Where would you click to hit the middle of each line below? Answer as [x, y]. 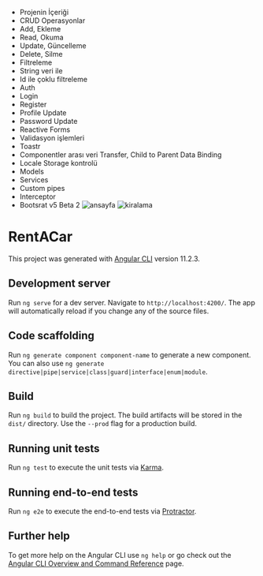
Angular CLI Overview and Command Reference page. [96, 563]
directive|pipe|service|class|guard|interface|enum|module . [108, 372]
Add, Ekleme [40, 29]
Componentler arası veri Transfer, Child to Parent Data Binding [120, 155]
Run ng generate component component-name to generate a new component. [130, 354]
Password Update [48, 121]
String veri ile [41, 71]
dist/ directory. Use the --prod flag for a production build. [102, 424]
